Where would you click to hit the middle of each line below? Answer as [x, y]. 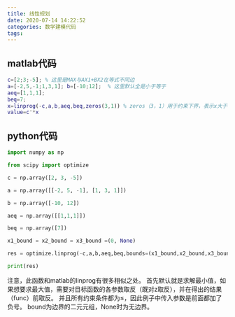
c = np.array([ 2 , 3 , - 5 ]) [45, 178]
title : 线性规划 [29, 14]
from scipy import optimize [48, 165]
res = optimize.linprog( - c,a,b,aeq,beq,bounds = [78, 254]
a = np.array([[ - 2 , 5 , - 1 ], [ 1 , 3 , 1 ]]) [67, 190]
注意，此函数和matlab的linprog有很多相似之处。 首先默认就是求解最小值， [114, 280]
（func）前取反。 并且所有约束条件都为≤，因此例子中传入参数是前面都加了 [115, 297]
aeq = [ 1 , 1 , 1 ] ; [26, 93]
